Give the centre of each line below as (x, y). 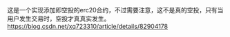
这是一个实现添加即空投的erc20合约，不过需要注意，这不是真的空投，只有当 (115, 10)
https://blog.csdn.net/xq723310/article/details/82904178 (87, 26)
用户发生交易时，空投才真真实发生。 (59, 18)
